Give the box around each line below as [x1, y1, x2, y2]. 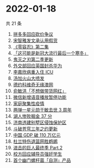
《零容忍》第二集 [13, 43, 49, 49]
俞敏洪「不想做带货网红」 [13, 88, 67, 94]
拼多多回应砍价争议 [13, 31, 54, 37]
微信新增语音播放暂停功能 [13, 94, 67, 100]
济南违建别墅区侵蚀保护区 [13, 119, 67, 125]
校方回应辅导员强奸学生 [13, 151, 62, 157]
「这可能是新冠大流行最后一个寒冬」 [13, 50, 89, 56]
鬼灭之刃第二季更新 [13, 56, 54, 62]
